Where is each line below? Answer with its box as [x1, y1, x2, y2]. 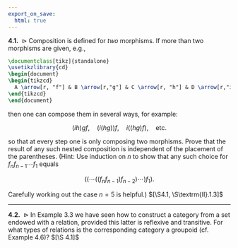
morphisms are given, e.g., [8, 44, 86, 52]
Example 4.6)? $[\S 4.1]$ [8, 233, 80, 242]
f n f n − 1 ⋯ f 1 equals [8, 160, 59, 170]
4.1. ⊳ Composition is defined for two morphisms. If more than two [8, 36, 204, 45]
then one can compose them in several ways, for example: [8, 110, 179, 118]
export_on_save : [8, 10, 56, 18]
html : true [14, 17, 47, 24]
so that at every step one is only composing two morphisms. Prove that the [8, 137, 227, 146]
